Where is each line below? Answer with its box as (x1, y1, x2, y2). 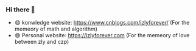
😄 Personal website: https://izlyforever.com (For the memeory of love (14, 32, 190, 39)
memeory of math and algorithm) (14, 25, 98, 32)
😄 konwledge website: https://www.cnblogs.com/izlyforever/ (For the (14, 19, 190, 26)
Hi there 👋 (5, 5, 36, 14)
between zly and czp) (14, 38, 69, 46)
